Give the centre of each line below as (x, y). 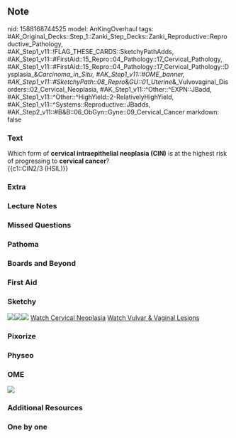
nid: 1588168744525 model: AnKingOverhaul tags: (80, 28)
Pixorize (22, 336)
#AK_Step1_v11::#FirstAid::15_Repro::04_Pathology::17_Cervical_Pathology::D (118, 66)
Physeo (21, 355)
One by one (28, 427)
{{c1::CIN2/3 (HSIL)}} (38, 169)
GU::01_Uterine (150, 82)
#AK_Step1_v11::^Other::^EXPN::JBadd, (156, 89)
